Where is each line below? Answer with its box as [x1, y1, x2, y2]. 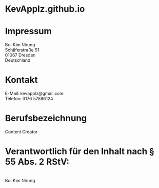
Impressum [5, 26, 52, 37]
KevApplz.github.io [5, 3, 85, 15]
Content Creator [5, 129, 38, 134]
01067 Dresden [5, 52, 36, 58]
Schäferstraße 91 [5, 47, 40, 53]
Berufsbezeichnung [5, 113, 87, 124]
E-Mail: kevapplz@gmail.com [5, 91, 64, 96]
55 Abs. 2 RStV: [5, 156, 70, 168]
